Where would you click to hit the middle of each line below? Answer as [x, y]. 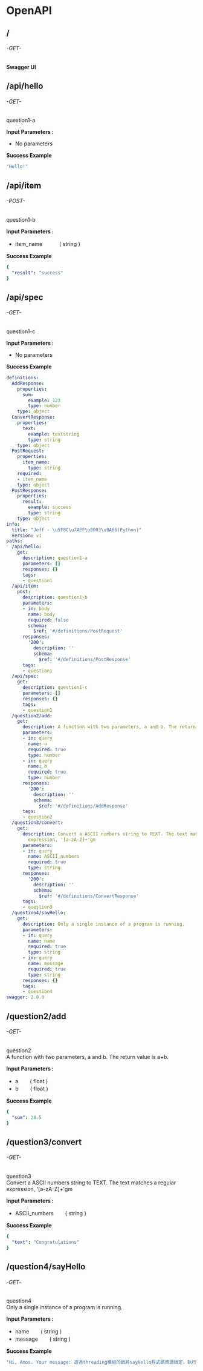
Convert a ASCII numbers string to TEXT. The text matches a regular [91, 1183]
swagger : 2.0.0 [25, 997]
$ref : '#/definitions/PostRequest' [78, 631]
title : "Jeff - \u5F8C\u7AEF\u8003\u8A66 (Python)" [77, 530]
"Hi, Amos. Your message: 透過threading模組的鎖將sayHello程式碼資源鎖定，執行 [101, 1363]
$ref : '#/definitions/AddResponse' [83, 806]
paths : [14, 541]
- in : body [36, 609]
